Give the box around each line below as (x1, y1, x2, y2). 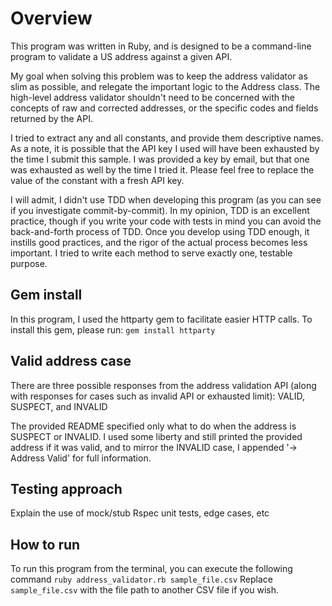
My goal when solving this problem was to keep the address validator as (10, 70, 308, 82)
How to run (10, 536, 81, 553)
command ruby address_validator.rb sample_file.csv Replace (10, 573, 273, 586)
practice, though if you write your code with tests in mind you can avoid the (10, 215, 322, 227)
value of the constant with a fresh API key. (10, 174, 185, 186)
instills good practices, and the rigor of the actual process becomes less (10, 236, 308, 248)
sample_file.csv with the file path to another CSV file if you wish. (10, 584, 280, 596)
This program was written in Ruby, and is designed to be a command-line (10, 40, 312, 52)
